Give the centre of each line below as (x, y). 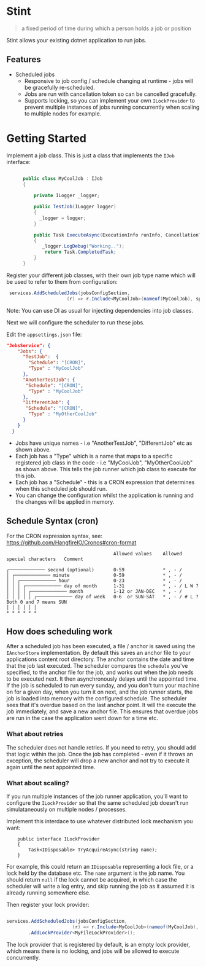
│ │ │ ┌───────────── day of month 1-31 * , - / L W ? (103, 586)
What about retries (35, 734)
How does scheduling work (59, 631)
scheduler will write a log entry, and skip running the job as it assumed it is (101, 886)
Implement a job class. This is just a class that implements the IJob (90, 155)
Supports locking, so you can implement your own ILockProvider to (109, 100)
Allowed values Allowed (148, 554)
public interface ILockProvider (59, 839)
